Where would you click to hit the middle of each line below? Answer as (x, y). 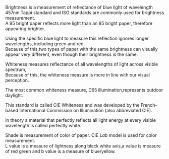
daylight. (14, 95)
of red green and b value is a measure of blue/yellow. (61, 151)
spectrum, (16, 69)
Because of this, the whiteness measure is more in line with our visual (78, 75)
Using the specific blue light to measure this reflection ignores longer (77, 38)
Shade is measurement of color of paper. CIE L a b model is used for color (81, 135)
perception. (17, 80)
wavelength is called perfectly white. (43, 126)
